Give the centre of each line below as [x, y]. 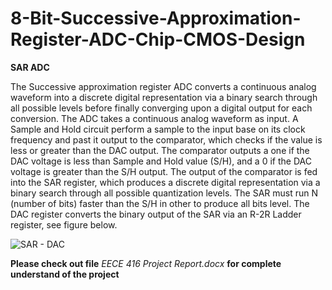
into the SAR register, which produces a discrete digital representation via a [165, 182]
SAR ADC [30, 67]
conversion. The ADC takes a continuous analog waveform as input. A [154, 118]
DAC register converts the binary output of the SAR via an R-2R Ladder [156, 214]
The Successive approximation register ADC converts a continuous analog [163, 86]
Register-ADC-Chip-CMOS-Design [158, 39]
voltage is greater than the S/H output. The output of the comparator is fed [164, 171]
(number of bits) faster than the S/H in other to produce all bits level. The [160, 203]
